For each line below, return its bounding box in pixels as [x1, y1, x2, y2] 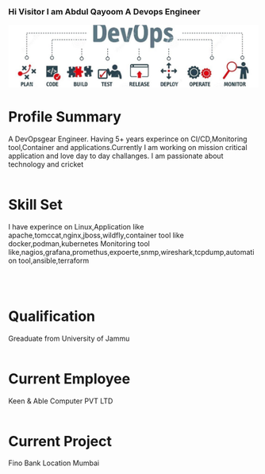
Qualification [8, 307, 96, 325]
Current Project [8, 432, 113, 450]
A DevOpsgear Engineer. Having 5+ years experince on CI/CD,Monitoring [8, 134, 248, 144]
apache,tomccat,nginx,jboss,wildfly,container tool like [8, 230, 184, 240]
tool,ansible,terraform [18, 256, 90, 265]
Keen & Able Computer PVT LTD [8, 396, 113, 406]
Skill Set [8, 195, 63, 214]
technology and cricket [8, 159, 84, 169]
